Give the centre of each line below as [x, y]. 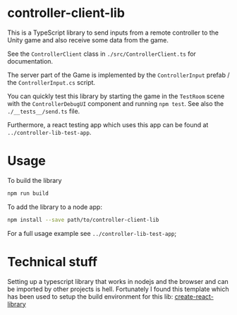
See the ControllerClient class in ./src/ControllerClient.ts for [102, 54]
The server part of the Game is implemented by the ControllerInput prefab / [119, 75]
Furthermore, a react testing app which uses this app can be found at [108, 124]
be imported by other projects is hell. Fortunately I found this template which [118, 289]
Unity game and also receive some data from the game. [88, 40]
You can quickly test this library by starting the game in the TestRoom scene [116, 96]
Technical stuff [52, 262]
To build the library [35, 180]
